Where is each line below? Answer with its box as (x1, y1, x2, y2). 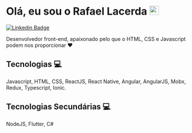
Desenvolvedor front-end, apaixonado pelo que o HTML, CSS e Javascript (6, 35, 186, 42)
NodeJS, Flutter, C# (6, 120, 54, 127)
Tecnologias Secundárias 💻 (6, 102, 111, 112)
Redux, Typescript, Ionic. (6, 84, 66, 91)
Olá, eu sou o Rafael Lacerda (6, 5, 148, 18)
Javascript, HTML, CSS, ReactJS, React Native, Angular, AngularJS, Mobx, (6, 78, 186, 85)
